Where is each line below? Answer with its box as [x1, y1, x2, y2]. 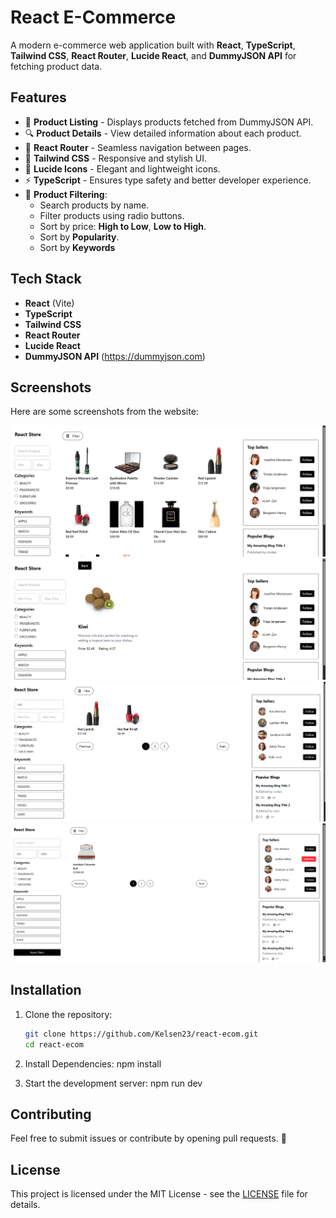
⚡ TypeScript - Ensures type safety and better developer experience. [24, 174, 312, 186]
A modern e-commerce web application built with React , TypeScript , [10, 39, 296, 51]
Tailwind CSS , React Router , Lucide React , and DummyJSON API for [10, 49, 297, 61]
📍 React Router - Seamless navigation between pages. [24, 141, 252, 153]
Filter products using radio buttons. [39, 209, 185, 221]
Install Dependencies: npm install [24, 1057, 162, 1070]
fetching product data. [10, 60, 103, 72]
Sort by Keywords [39, 241, 116, 253]
